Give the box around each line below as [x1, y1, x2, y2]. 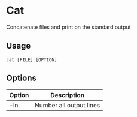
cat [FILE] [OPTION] [6, 56, 58, 63]
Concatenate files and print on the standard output [6, 23, 131, 31]
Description [50, 91, 85, 99]
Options [6, 73, 37, 83]
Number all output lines [35, 101, 101, 109]
